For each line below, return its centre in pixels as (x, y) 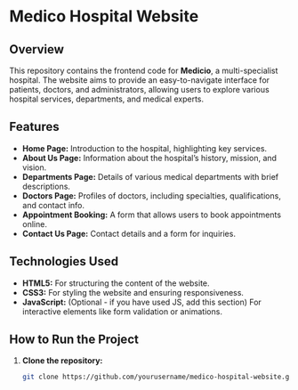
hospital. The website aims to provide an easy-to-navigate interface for (139, 80)
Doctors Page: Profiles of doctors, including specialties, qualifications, (152, 195)
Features (34, 127)
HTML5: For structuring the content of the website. (116, 283)
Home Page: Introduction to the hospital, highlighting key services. (145, 148)
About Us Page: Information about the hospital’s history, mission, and (149, 158)
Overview (37, 49)
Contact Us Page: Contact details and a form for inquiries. (129, 233)
